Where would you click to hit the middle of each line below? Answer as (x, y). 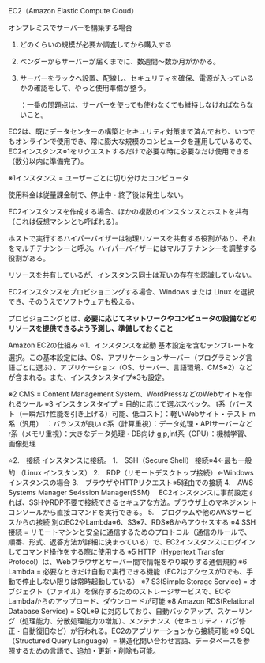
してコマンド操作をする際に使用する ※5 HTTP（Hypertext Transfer (116, 552)
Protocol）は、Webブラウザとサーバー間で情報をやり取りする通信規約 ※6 (128, 562)
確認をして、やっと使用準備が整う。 (92, 88)
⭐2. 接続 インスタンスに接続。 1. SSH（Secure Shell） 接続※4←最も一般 (130, 460)
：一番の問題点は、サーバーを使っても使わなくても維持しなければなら (133, 105)
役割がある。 (29, 258)
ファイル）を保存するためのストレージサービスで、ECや (140, 591)
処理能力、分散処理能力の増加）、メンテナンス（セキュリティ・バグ (130, 621)
